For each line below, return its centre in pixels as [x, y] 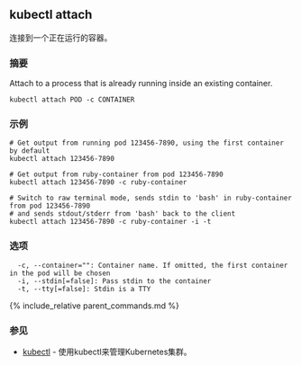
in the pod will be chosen [60, 273]
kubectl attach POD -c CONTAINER [72, 100]
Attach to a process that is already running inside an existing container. [141, 84]
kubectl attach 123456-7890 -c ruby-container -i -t [110, 222]
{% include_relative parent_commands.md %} [95, 306]
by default [30, 151]
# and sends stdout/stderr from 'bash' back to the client [123, 214]
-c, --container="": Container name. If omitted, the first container [153, 265]
